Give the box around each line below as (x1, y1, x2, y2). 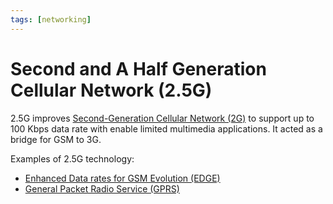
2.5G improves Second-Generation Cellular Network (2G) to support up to (10, 112, 315, 124)
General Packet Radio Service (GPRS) (24, 182, 180, 195)
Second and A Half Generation (10, 57, 267, 80)
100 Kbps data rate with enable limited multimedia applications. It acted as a (10, 122, 323, 135)
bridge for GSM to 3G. (10, 133, 102, 145)
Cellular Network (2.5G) (10, 79, 213, 101)
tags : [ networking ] (10, 14, 92, 25)
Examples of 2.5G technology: (10, 152, 135, 165)
